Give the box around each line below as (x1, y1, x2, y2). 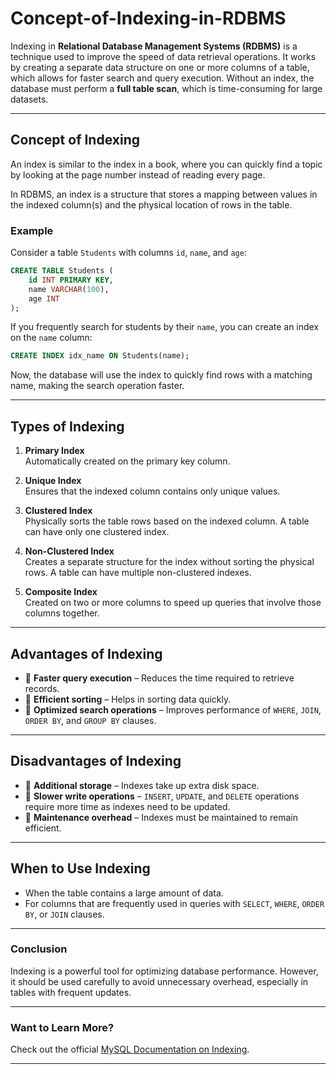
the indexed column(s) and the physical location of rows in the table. (10, 198, 293, 211)
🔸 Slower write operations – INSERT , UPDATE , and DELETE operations (24, 790, 300, 802)
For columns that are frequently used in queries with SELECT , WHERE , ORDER (24, 897, 325, 909)
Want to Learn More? (10, 1020, 115, 1034)
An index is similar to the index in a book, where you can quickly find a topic (10, 158, 323, 170)
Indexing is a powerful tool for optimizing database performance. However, (10, 965, 319, 977)
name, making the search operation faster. (10, 380, 185, 392)
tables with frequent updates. (10, 986, 132, 998)
